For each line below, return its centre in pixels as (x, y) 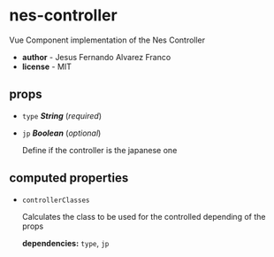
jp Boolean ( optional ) (61, 133)
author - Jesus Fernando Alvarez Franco (96, 57)
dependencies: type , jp (65, 243)
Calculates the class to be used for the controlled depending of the (144, 216)
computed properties (69, 178)
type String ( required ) (62, 115)
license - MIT (47, 66)
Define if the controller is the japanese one (99, 150)
